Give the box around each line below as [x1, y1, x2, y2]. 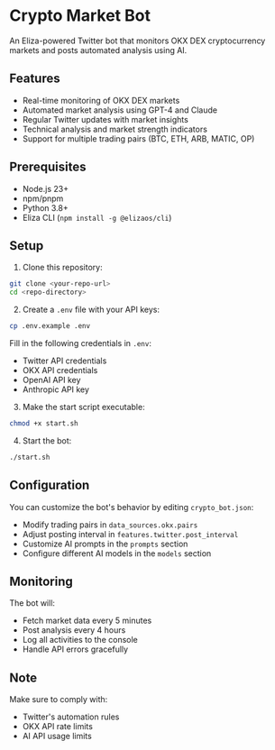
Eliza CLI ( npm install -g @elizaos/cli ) [22, 212, 172, 223]
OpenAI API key [22, 375, 81, 385]
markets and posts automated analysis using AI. [9, 44, 188, 55]
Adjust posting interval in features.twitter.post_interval [22, 528, 239, 539]
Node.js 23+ [22, 183, 69, 194]
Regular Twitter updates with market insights [22, 114, 189, 124]
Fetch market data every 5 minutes [22, 615, 152, 627]
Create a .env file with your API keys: [22, 304, 160, 316]
